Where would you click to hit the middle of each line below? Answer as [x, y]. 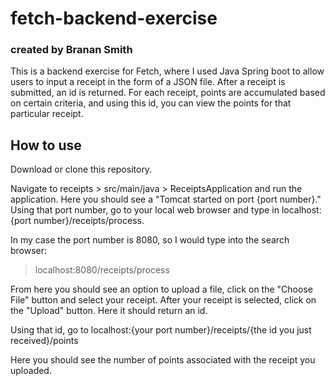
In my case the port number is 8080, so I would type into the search [150, 240]
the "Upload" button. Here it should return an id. [109, 311]
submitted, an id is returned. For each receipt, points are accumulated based [168, 93]
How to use [46, 145]
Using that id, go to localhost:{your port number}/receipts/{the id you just [161, 330]
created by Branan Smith [71, 50]
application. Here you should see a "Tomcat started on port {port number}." [166, 199]
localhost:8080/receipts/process [102, 270]
